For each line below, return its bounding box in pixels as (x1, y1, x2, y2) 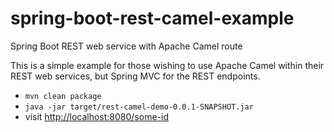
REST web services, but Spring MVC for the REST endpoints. (10, 70, 261, 82)
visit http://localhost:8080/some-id (24, 110, 169, 122)
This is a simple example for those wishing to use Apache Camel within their (10, 59, 325, 71)
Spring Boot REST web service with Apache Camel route (10, 40, 243, 52)
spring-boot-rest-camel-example (10, 7, 295, 30)
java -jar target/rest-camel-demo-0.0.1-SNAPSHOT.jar (24, 102, 254, 112)
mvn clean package (24, 91, 102, 101)
